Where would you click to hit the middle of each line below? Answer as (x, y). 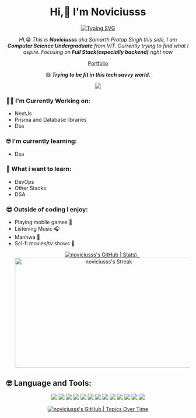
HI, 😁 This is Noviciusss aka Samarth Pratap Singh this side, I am (98, 39)
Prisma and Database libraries (50, 120)
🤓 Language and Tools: (49, 383)
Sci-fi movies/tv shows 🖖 (44, 244)
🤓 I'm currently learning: (42, 141)
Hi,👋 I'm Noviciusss (98, 12)
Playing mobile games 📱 (43, 222)
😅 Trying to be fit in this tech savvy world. (98, 74)
